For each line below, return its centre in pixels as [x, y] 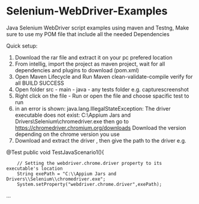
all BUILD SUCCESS [39, 83]
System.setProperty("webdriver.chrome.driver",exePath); [90, 184]
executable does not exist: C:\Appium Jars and [73, 115]
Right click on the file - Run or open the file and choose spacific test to [102, 96]
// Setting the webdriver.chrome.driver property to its [90, 163]
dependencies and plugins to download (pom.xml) [77, 70]
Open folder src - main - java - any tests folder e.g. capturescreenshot [102, 89]
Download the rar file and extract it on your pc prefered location [94, 57]
